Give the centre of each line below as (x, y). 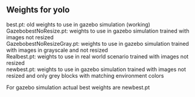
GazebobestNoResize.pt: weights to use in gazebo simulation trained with (98, 31)
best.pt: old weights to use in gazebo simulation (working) (78, 24)
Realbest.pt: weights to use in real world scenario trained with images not (97, 56)
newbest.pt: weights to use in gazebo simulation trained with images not (96, 69)
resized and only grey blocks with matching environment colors (85, 75)
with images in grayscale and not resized (57, 50)
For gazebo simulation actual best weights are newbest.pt (78, 87)
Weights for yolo (38, 10)
